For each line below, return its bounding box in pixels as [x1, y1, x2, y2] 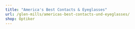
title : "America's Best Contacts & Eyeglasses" [5, 7, 108, 12]
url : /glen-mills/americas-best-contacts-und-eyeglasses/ [5, 12, 130, 17]
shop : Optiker [5, 16, 35, 21]
